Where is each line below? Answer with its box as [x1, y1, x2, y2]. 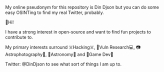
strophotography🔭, [5, 51, 47, 57]
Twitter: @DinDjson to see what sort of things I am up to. [5, 61, 121, 67]
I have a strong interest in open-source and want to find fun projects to [5, 29, 151, 34]
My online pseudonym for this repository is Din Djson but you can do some [5, 4, 159, 10]
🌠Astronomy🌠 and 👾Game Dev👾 [47, 51, 114, 57]
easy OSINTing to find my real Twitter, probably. [5, 9, 104, 15]
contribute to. [5, 34, 33, 40]
